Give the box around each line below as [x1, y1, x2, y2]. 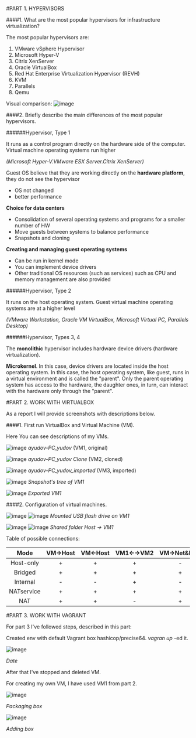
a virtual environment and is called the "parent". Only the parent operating [6, 375, 184, 382]
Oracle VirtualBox [14, 64, 57, 71]
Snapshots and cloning [14, 234, 70, 241]
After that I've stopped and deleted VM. [6, 669, 101, 675]
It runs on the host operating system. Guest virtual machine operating [6, 299, 173, 305]
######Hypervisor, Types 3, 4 [6, 334, 80, 340]
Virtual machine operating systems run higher [6, 146, 116, 153]
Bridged [13, 568, 36, 576]
